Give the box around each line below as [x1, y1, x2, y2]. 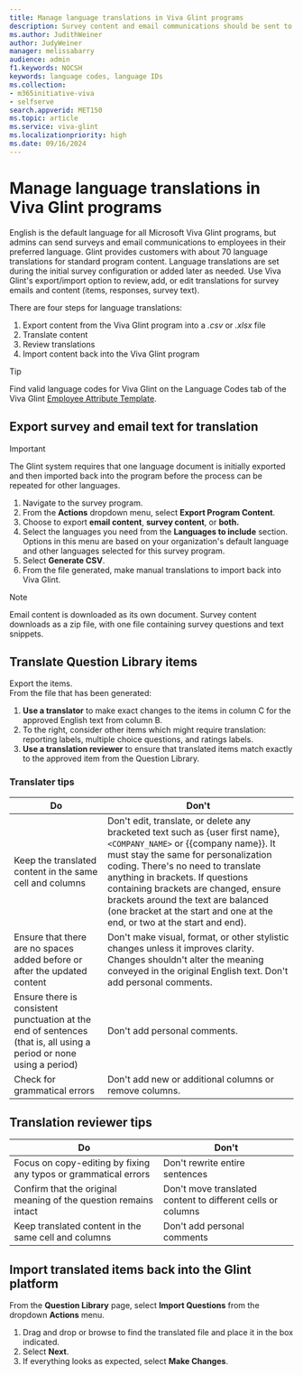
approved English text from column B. [22, 715, 163, 726]
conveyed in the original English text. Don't [106, 964, 289, 977]
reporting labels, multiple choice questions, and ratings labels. [22, 734, 254, 745]
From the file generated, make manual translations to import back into [22, 564, 281, 575]
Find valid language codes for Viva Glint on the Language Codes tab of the [9, 383, 287, 394]
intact [14, 1205, 38, 1218]
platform [9, 1276, 59, 1291]
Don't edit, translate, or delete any [106, 814, 251, 827]
